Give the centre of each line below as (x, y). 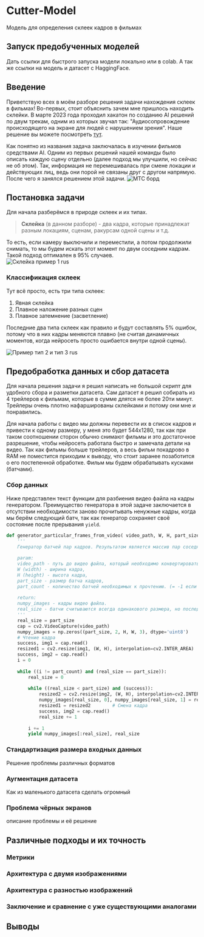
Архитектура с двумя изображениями (67, 874)
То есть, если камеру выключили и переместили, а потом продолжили (99, 242)
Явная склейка (34, 303)
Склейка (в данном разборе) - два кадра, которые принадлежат (105, 224)
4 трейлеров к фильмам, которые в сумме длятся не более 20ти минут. (100, 399)
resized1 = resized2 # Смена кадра (93, 706)
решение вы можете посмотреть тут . (55, 134)
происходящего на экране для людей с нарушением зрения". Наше (94, 127)
